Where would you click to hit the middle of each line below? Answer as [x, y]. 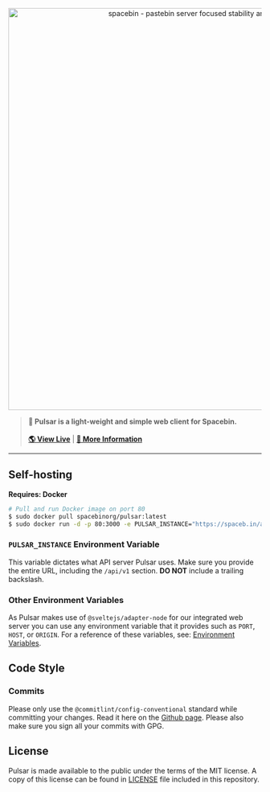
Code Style [37, 669]
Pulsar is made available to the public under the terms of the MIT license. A [133, 770]
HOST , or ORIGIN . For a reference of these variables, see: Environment [122, 634]
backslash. [26, 579]
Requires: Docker [38, 494]
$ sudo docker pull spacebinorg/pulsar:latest [88, 516]
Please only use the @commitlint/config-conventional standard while [123, 708]
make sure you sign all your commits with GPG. [86, 726]
